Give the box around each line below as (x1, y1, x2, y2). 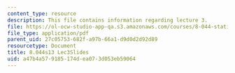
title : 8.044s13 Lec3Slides (7, 49, 90, 56)
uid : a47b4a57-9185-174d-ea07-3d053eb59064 (7, 56, 136, 63)
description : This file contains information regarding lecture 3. (7, 17, 208, 24)
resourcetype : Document (7, 42, 77, 49)
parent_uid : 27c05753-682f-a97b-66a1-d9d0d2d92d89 (7, 36, 158, 43)
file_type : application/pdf (7, 29, 90, 37)
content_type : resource (7, 10, 77, 17)
